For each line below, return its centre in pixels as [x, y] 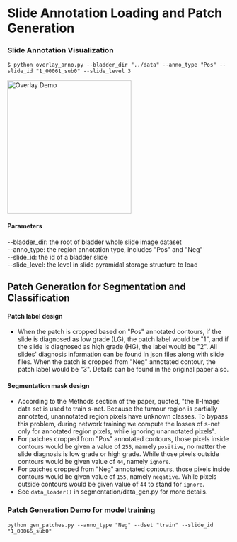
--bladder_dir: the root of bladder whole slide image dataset [94, 242]
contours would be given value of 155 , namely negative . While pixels [117, 477]
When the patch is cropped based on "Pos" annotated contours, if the [119, 332]
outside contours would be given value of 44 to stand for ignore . [111, 485]
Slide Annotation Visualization [61, 50]
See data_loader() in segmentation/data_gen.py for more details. [112, 492]
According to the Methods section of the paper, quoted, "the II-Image [119, 402]
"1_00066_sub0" [30, 531]
